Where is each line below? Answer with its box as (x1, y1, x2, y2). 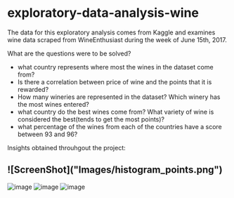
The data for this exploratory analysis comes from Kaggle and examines (7, 28, 216, 37)
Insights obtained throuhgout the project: (7, 143, 126, 152)
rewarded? (17, 85, 49, 93)
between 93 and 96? (17, 130, 78, 138)
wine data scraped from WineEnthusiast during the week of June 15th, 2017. (7, 35, 227, 44)
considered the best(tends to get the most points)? (17, 114, 165, 124)
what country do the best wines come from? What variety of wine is (17, 107, 214, 116)
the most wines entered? (17, 100, 89, 108)
